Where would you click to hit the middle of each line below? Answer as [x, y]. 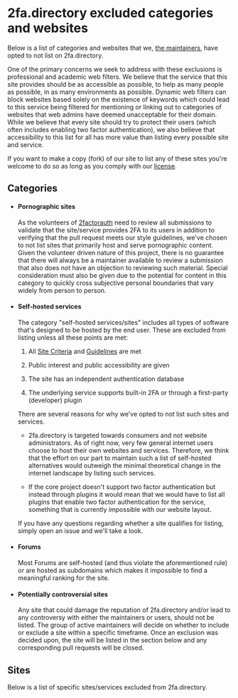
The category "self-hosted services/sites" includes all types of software [123, 322]
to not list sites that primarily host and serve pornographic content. [115, 245]
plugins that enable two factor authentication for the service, [117, 502]
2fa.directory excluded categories [110, 13]
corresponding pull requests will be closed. [81, 648]
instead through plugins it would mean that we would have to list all [126, 494]
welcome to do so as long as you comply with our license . [92, 166]
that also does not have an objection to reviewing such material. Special [123, 267]
